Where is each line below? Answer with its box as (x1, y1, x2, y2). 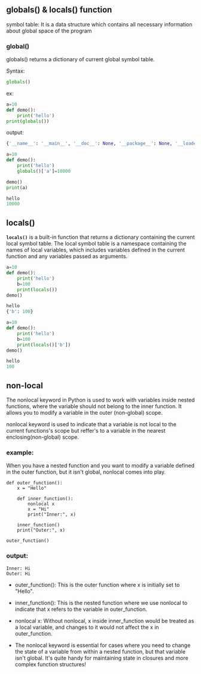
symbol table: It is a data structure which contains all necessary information (6, 20, 193, 28)
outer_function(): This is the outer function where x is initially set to (14, 581, 180, 588)
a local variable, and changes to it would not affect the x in (14, 624, 160, 631)
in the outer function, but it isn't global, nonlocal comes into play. (6, 468, 166, 476)
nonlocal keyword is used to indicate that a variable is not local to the (6, 420, 176, 428)
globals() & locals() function (6, 5, 112, 15)
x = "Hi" (28, 507, 50, 513)
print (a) (6, 184, 28, 191)
